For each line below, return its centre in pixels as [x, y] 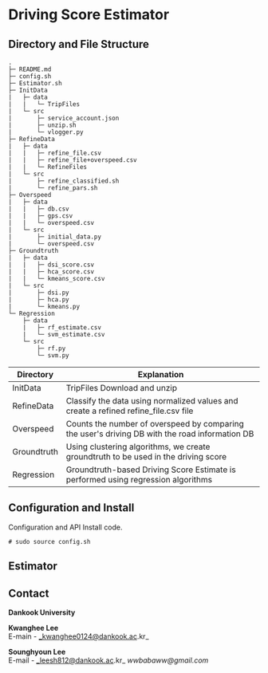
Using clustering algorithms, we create [138, 447]
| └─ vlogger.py [46, 132]
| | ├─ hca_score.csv [51, 272]
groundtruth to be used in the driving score [146, 457]
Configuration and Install [71, 508]
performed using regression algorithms [139, 480]
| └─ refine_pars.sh [53, 188]
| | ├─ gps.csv [41, 216]
